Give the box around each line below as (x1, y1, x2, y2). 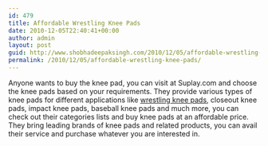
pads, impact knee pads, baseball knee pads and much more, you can (8, 103, 239, 112)
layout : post (8, 41, 52, 49)
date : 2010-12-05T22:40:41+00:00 (8, 26, 120, 34)
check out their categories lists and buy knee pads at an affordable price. (8, 112, 249, 121)
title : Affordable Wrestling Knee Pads (8, 19, 141, 27)
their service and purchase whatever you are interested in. (8, 128, 200, 138)
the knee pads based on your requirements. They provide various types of (8, 86, 253, 96)
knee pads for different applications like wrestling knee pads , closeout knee (8, 95, 258, 105)
